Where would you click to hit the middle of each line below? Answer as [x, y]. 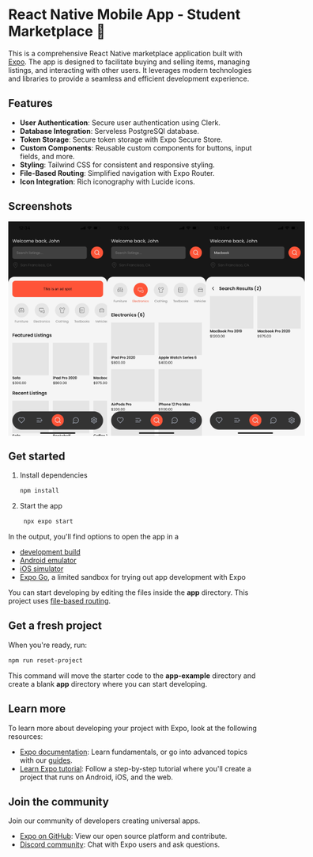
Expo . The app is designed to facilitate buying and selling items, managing [129, 62]
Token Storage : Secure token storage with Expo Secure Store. [121, 139]
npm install [39, 491]
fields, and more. [47, 156]
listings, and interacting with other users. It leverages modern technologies [130, 70]
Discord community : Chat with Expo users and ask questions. [120, 844]
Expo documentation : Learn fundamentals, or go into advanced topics [133, 752]
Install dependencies [54, 475]
